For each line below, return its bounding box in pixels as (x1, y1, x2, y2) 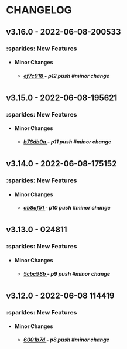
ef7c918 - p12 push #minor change (23, 72, 110, 79)
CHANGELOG (6, 4, 72, 17)
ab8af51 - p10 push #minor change (23, 204, 111, 211)
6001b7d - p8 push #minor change (23, 336, 110, 343)
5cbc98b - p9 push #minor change (23, 270, 111, 277)
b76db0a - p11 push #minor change (23, 138, 112, 145)
